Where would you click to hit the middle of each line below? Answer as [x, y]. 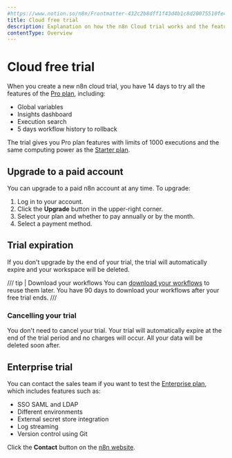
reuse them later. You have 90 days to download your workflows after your [113, 290]
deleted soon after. [34, 345]
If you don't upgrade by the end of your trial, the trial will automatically [107, 262]
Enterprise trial [40, 367]
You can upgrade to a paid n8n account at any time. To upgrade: [99, 188]
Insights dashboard [45, 114]
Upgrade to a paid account [65, 171]
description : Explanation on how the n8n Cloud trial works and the [108, 26]
